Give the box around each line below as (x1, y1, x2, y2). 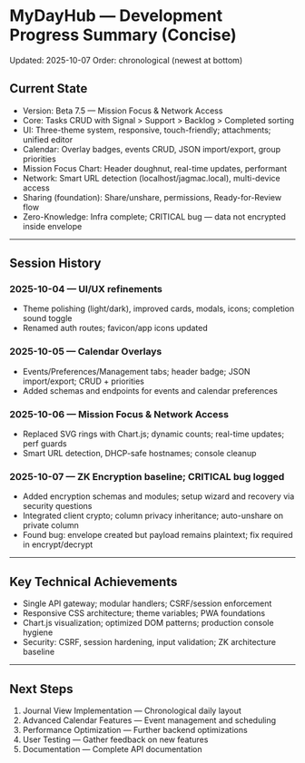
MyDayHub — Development (9, 5, 223, 26)
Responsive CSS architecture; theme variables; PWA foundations (22, 608, 266, 619)
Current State (9, 81, 88, 96)
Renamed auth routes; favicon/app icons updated (22, 323, 209, 334)
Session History (9, 256, 102, 271)
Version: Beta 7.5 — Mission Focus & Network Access (22, 105, 223, 116)
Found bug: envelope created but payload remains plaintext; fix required (22, 530, 293, 541)
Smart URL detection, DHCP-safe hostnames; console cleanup (22, 448, 257, 459)
